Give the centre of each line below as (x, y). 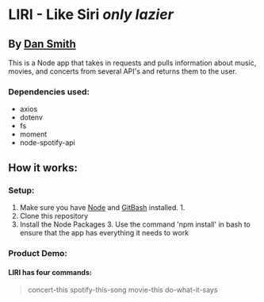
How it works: (43, 168)
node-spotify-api (47, 143)
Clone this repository (54, 216)
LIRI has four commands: (50, 272)
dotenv (31, 117)
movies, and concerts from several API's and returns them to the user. (123, 71)
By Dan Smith (42, 44)
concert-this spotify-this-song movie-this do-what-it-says (122, 290)
